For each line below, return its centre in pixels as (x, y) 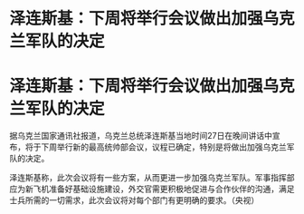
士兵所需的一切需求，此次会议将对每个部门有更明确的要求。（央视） (134, 200)
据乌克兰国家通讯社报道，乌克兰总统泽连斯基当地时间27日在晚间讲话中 (141, 136)
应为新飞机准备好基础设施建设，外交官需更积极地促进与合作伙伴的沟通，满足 (152, 189)
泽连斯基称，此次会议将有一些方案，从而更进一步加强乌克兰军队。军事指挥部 (152, 178)
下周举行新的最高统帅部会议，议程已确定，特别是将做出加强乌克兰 (163, 147)
